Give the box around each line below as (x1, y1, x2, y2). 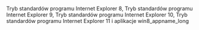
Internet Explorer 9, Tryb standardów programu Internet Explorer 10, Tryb (6, 11, 188, 18)
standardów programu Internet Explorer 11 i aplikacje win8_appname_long (6, 18, 189, 24)
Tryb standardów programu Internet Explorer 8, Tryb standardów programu (6, 5, 193, 12)
